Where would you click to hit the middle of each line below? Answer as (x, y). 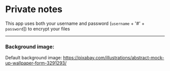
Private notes (34, 9)
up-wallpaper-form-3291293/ (36, 63)
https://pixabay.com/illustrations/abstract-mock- (114, 58)
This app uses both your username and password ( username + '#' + (75, 23)
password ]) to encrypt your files (38, 28)
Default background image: (34, 58)
